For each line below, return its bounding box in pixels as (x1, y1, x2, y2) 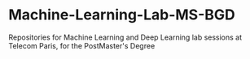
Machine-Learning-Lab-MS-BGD (8, 6, 236, 24)
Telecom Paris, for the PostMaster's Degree (8, 40, 156, 50)
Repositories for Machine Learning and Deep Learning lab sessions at (8, 32, 243, 42)
